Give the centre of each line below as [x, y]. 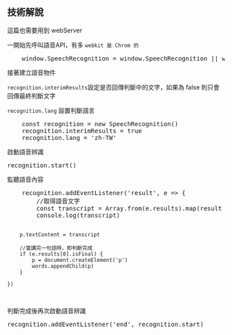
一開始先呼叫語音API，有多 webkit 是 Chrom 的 [73, 45]
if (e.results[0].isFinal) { [61, 254]
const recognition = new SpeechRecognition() [100, 124]
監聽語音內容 [25, 179]
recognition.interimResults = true [82, 131]
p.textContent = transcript [60, 234]
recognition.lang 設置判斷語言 [51, 110]
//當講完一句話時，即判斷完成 [56, 248]
